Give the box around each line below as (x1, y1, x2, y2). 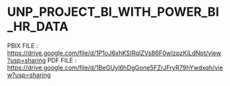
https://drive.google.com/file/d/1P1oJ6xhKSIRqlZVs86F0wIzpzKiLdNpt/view (7, 49, 222, 57)
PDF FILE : (47, 56, 77, 64)
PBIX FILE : (7, 41, 38, 50)
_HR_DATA (7, 19, 69, 34)
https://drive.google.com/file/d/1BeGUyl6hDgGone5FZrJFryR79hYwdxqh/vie (7, 63, 223, 72)
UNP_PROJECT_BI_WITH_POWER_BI (7, 4, 220, 20)
